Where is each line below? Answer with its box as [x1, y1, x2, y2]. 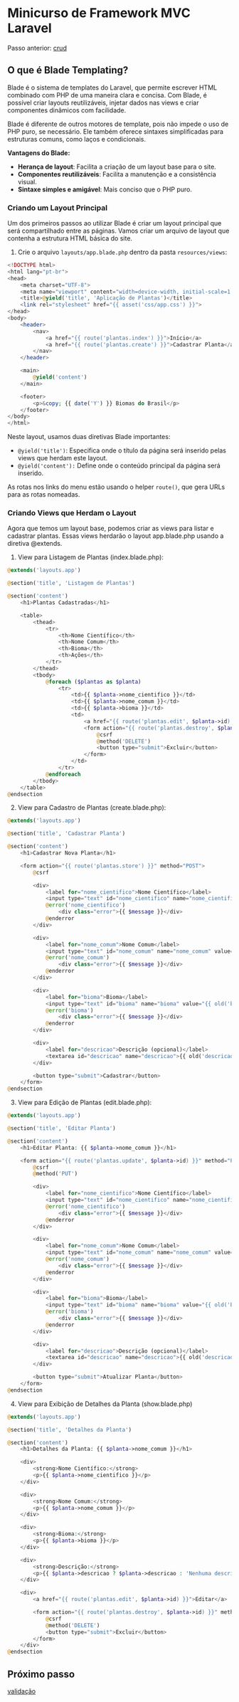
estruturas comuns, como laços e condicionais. [7, 134, 146, 143]
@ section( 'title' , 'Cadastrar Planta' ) [7, 830, 126, 837]
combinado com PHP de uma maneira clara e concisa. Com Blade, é [7, 90, 208, 99]
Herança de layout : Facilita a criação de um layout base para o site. [17, 162, 217, 171]
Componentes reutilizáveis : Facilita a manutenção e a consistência [17, 169, 217, 179]
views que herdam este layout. [17, 454, 108, 462]
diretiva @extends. [7, 539, 63, 548]
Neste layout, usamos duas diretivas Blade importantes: [7, 433, 171, 441]
